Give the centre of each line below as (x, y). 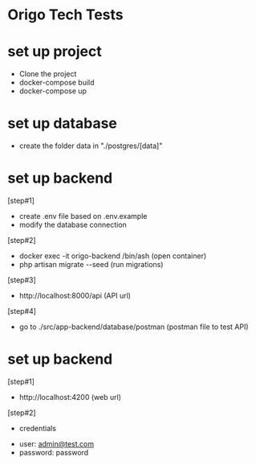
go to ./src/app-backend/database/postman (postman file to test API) (134, 327)
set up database (63, 123)
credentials (38, 428)
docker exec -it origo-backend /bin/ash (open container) (113, 256)
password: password (54, 452)
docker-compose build (57, 83)
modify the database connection (73, 224)
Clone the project (48, 74)
